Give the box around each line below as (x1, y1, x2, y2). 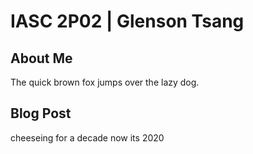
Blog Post (10, 105, 72, 122)
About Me (10, 50, 73, 67)
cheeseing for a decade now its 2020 (10, 131, 165, 144)
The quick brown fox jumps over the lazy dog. (10, 76, 200, 88)
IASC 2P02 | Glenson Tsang (10, 10, 245, 33)
